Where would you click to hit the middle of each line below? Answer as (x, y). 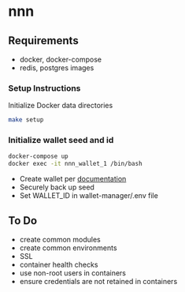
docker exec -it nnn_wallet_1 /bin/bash (76, 164)
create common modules (60, 240)
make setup (26, 120)
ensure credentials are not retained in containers (98, 282)
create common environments (68, 248)
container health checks (59, 265)
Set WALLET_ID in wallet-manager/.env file (89, 196)
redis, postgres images (57, 68)
